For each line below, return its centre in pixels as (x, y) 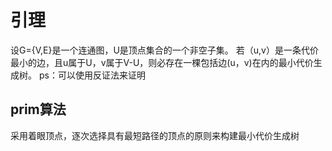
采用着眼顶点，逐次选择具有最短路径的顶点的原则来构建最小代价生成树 (155, 135)
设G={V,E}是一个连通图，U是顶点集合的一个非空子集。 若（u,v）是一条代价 (164, 50)
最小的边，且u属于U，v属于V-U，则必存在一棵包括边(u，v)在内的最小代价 (162, 62)
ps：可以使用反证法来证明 (92, 75)
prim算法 (38, 109)
